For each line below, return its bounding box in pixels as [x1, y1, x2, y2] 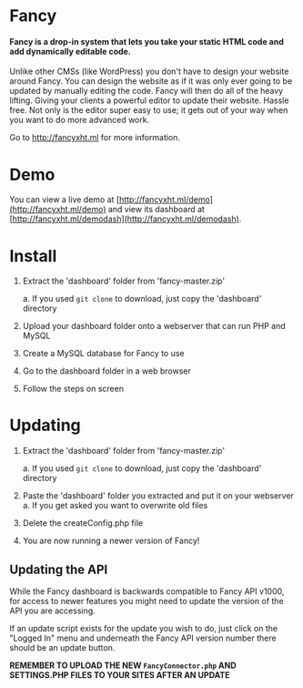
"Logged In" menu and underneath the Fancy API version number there [9, 632, 277, 643]
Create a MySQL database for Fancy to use [22, 348, 185, 359]
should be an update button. [9, 642, 116, 653]
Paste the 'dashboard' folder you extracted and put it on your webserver [22, 490, 294, 501]
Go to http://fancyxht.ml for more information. [9, 132, 180, 143]
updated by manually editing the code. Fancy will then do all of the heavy [9, 86, 284, 97]
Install [9, 245, 57, 266]
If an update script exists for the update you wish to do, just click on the [9, 623, 278, 634]
